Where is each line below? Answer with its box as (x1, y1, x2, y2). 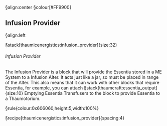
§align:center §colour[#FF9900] (5, 5, 72, 10)
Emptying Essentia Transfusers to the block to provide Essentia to (24, 90, 160, 96)
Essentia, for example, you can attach (5, 85, 83, 91)
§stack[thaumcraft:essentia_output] (84, 85, 157, 91)
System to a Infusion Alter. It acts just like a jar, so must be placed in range (5, 74, 159, 80)
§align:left (5, 32, 26, 38)
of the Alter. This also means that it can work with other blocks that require (5, 80, 159, 86)
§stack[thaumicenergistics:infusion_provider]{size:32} (5, 42, 117, 48)
